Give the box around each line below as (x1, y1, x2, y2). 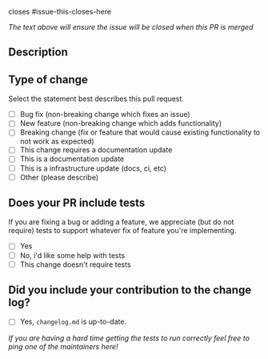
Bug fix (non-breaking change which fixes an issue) (19, 110, 190, 119)
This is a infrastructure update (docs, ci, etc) (19, 163, 166, 173)
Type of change (8, 72, 88, 87)
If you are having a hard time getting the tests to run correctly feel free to (8, 333, 250, 343)
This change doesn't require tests (19, 260, 131, 269)
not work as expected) (19, 136, 94, 147)
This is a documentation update (19, 154, 125, 163)
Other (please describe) (19, 172, 99, 182)
